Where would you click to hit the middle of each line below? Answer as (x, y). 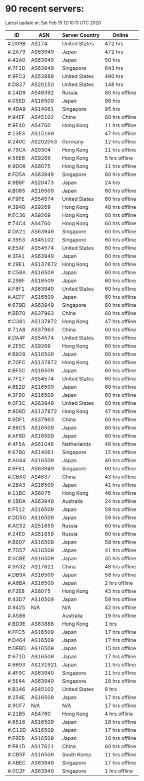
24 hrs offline (120, 501)
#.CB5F (17, 754)
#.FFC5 (16, 632)
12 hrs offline (120, 141)
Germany (73, 141)
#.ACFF (16, 297)
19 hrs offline (120, 616)
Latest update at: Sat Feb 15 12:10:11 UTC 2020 (53, 23)
